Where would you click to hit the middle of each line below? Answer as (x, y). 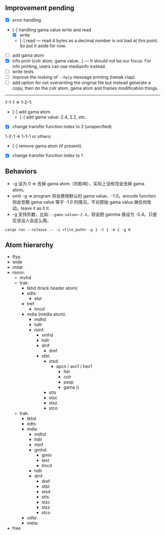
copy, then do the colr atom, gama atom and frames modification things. (85, 88)
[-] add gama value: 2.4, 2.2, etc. (53, 117)
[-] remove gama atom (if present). (47, 146)
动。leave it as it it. (31, 208)
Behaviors (21, 171)
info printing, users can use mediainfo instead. (59, 66)
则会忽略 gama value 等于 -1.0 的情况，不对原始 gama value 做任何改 (82, 202)
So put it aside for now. (43, 46)
